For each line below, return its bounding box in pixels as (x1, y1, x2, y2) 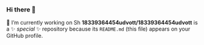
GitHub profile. (6, 32, 43, 40)
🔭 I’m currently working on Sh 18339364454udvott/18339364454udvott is (6, 19, 198, 26)
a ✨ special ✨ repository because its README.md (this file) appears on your (6, 25, 191, 32)
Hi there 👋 (6, 5, 37, 14)
